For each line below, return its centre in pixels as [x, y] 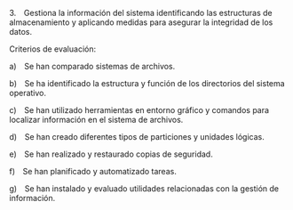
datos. [21, 32]
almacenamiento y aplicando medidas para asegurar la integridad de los [141, 22]
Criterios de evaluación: [52, 49]
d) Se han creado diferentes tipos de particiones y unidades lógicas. [137, 137]
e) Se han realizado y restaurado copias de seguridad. [111, 154]
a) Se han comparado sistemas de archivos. [92, 66]
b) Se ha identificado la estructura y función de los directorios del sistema [147, 83]
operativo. [28, 93]
